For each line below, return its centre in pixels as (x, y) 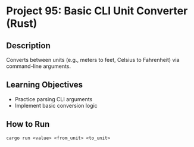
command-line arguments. (39, 66)
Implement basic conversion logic (56, 105)
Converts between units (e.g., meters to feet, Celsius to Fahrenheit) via (93, 60)
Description (28, 46)
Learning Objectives (45, 85)
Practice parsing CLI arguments (54, 99)
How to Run (28, 124)
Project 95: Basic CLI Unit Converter (97, 11)
